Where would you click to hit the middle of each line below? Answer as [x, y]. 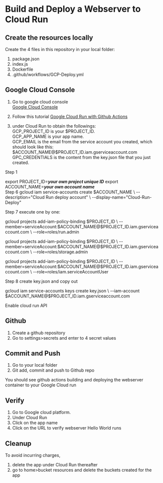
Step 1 [11, 172]
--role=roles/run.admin [56, 232]
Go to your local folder [35, 365]
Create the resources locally [49, 38]
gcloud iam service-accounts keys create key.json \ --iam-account [72, 291]
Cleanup [18, 443]
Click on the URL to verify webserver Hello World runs [67, 428]
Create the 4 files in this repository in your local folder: [60, 49]
